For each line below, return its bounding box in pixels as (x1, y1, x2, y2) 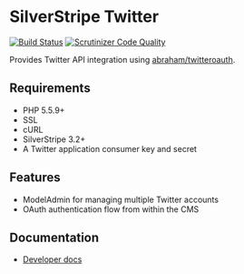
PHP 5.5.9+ (22, 105, 65, 116)
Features (9, 170, 61, 186)
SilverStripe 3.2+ (22, 134, 86, 145)
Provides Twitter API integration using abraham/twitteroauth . (9, 54, 236, 65)
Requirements (9, 80, 91, 96)
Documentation (9, 229, 100, 245)
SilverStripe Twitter (9, 6, 160, 27)
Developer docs (22, 254, 83, 265)
